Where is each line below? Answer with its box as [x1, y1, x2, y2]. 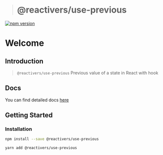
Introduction [5, 57, 44, 65]
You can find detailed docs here [5, 97, 69, 103]
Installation [5, 126, 33, 133]
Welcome [5, 38, 44, 49]
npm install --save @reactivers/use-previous [5, 136, 99, 142]
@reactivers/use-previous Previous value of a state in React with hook [17, 70, 159, 76]
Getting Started [5, 111, 53, 119]
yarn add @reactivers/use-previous [5, 146, 77, 151]
